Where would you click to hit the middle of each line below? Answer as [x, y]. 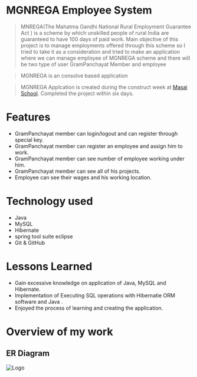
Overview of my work [60, 332]
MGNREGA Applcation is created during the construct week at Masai [104, 87]
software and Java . [39, 301]
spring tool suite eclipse [44, 236]
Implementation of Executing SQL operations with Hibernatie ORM [95, 295]
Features [28, 117]
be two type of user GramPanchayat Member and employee [93, 64]
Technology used [50, 201]
